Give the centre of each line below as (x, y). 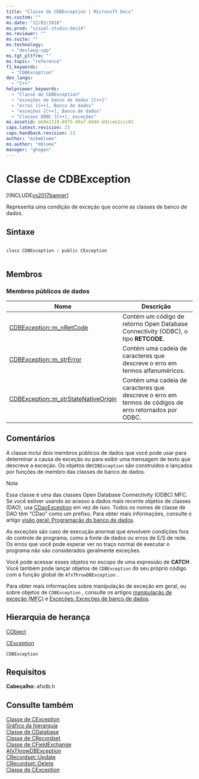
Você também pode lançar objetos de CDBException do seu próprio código (96, 568)
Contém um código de (153, 316)
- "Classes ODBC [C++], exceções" (54, 116)
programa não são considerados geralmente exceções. (73, 550)
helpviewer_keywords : (33, 89)
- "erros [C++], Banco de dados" (53, 105)
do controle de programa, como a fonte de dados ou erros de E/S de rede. (97, 537)
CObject (16, 631)
